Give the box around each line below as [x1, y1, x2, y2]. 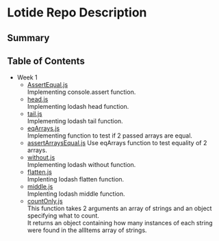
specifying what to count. [27, 212, 99, 220]
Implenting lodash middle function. [27, 190, 125, 198]
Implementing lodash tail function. [27, 117, 123, 125]
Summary [7, 32, 50, 44]
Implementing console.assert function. [27, 88, 136, 97]
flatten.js [27, 168, 53, 176]
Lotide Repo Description [7, 5, 147, 21]
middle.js [27, 183, 53, 191]
